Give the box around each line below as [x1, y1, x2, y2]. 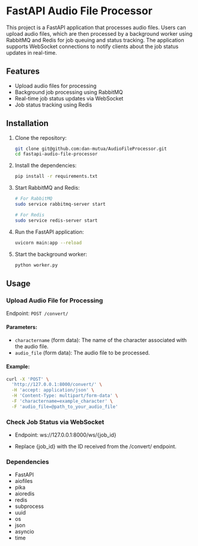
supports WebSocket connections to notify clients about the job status [6, 43, 179, 50]
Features [6, 67, 40, 77]
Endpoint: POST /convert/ [6, 310, 68, 317]
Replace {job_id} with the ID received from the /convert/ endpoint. [14, 443, 177, 450]
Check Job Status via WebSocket [6, 418, 105, 426]
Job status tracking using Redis [14, 101, 92, 108]
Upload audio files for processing [14, 82, 97, 89]
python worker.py [14, 262, 58, 268]
